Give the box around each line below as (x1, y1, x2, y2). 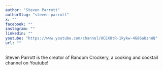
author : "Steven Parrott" (5, 7, 60, 13)
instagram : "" (5, 26, 36, 31)
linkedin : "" (5, 31, 33, 36)
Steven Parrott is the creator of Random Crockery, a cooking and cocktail (5, 54, 158, 60)
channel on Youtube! (5, 59, 49, 66)
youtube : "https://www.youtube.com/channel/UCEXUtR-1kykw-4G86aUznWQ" (5, 36, 158, 41)
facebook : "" (5, 21, 33, 27)
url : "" (5, 41, 22, 46)
